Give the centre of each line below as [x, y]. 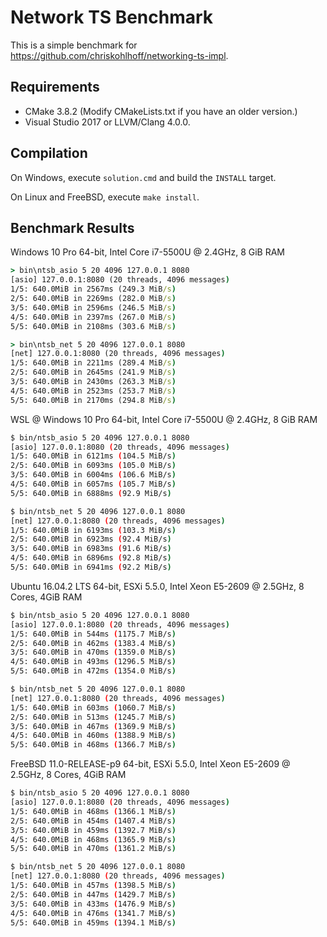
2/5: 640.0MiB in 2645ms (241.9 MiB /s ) [93, 372]
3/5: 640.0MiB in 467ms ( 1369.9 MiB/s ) [93, 726]
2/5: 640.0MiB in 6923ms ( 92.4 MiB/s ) [91, 539]
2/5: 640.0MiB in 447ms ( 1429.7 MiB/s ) [93, 894]
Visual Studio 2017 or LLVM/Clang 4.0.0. [107, 122]
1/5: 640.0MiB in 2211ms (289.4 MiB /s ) [93, 363]
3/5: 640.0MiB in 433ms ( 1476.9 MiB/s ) [93, 904]
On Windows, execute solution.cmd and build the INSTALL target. [143, 177]
